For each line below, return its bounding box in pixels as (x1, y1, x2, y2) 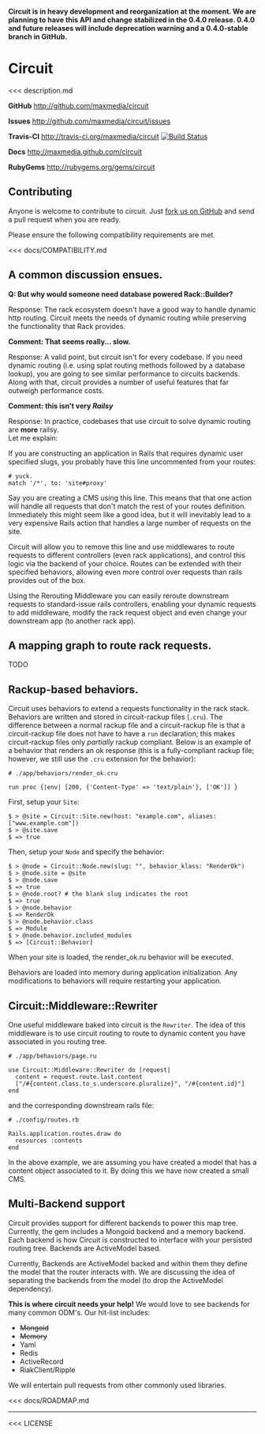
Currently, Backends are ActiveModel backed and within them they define (8, 1258, 248, 1268)
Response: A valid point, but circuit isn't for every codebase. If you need (8, 352, 243, 361)
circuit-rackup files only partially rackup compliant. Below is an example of (8, 737, 252, 747)
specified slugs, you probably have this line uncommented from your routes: (8, 456, 256, 466)
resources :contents (15, 1137, 83, 1145)
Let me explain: (8, 433, 58, 442)
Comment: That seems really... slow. (8, 336, 131, 346)
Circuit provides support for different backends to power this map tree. (8, 1218, 238, 1228)
